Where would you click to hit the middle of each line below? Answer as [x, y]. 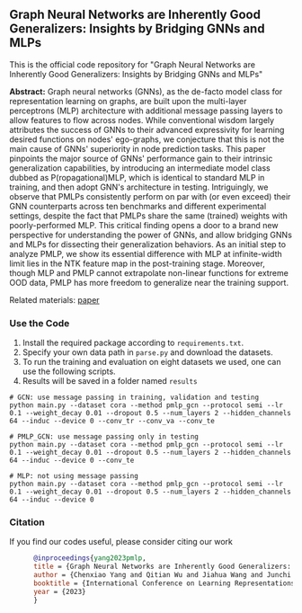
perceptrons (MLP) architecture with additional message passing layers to [146, 111]
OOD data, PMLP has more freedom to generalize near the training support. [149, 282]
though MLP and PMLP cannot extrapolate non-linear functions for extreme [149, 272]
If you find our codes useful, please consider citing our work [121, 542]
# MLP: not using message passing [74, 476]
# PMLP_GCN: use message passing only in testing [104, 437]
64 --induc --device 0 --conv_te [72, 461]
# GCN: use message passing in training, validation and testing [134, 398]
